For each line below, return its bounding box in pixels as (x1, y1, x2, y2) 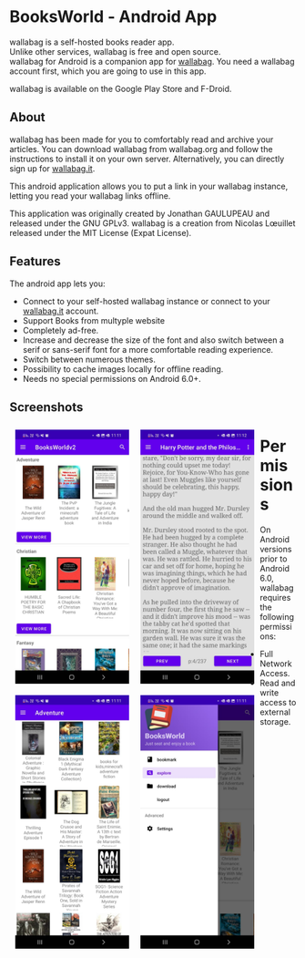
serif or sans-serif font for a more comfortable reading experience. (22, 344, 274, 355)
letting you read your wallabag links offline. (9, 190, 171, 201)
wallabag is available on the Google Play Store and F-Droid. (9, 83, 232, 94)
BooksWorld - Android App (9, 6, 218, 27)
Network (259, 658, 293, 669)
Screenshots (9, 399, 84, 415)
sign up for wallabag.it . (9, 162, 96, 174)
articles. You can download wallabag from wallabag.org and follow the (9, 143, 273, 154)
